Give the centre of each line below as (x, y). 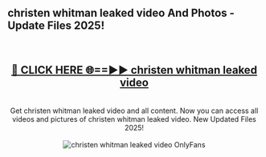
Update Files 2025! (56, 26)
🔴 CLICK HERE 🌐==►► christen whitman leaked (134, 70)
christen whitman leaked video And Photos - (121, 13)
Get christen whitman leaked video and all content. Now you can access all (134, 111)
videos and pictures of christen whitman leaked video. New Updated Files (134, 119)
